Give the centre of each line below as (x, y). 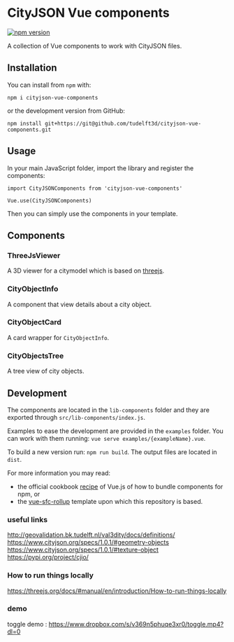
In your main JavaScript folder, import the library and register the (101, 168)
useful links (27, 519)
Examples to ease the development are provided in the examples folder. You (115, 431)
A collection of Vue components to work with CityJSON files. (95, 46)
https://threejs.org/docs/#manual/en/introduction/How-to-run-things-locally (117, 591)
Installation (32, 68)
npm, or (29, 494)
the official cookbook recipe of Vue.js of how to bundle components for (120, 486)
